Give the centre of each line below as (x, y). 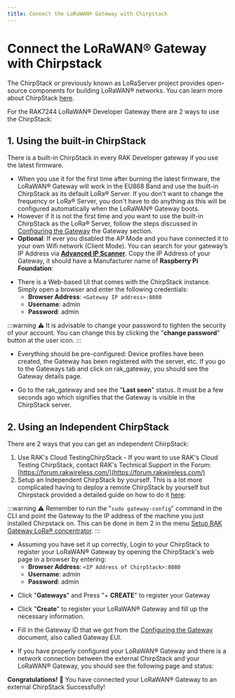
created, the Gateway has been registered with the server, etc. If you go (121, 362)
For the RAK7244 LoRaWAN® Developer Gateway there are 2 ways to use (113, 111)
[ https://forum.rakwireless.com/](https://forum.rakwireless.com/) (111, 473)
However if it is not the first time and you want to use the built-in (110, 216)
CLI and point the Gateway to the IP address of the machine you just (106, 516)
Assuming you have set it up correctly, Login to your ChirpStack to (113, 544)
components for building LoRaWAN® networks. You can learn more (126, 90)
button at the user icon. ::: (45, 341)
